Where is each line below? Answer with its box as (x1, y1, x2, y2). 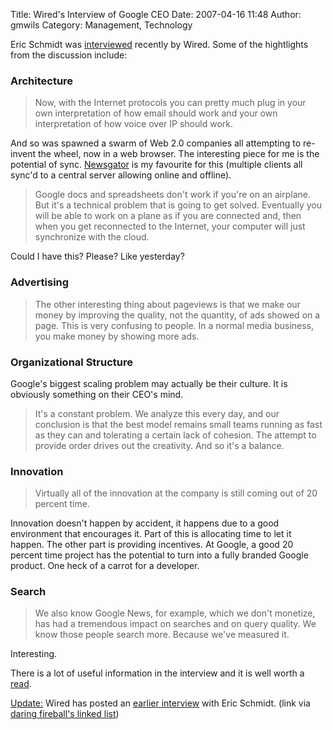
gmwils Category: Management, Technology (10, 19, 193, 31)
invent (10, 148, 37, 160)
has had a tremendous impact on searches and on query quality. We (34, 618, 317, 630)
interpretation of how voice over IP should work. (34, 118, 233, 130)
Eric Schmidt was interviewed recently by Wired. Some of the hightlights (10, 39, 309, 50)
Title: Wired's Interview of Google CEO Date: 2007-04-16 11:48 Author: (10, 9, 302, 20)
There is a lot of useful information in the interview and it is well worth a (10, 667, 305, 679)
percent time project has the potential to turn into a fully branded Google (10, 549, 309, 561)
